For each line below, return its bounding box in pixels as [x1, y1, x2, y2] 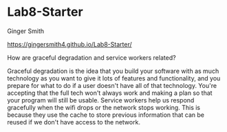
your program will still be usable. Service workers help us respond [7, 96, 195, 104]
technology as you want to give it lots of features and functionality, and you [7, 74, 221, 82]
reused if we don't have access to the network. [7, 118, 141, 126]
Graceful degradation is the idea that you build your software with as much [7, 67, 219, 75]
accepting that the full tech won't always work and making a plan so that [7, 89, 213, 97]
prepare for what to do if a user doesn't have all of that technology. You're [7, 81, 217, 89]
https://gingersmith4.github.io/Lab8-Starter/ [7, 40, 132, 48]
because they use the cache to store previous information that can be [7, 111, 205, 119]
